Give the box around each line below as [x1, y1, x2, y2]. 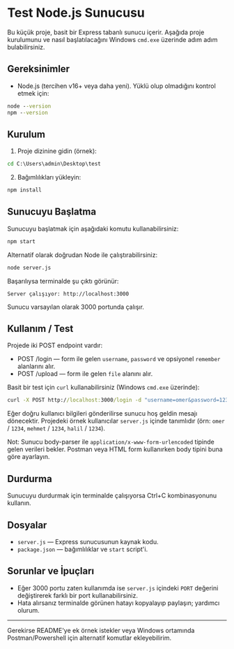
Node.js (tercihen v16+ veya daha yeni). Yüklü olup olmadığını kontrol [17, 82, 216, 90]
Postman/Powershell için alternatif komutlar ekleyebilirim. [7, 634, 172, 642]
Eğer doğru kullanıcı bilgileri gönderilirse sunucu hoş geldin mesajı [7, 409, 198, 418]
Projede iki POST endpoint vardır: [7, 341, 103, 350]
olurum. [17, 606, 40, 614]
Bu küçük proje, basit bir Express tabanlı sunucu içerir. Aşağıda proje [7, 28, 205, 36]
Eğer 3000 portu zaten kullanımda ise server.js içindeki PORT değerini [17, 583, 219, 592]
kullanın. [7, 499, 31, 507]
